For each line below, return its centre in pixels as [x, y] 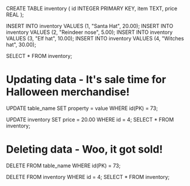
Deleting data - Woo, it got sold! [84, 149]
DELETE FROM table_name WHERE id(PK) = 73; [63, 166]
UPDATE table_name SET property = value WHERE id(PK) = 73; [82, 108]
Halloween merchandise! [68, 92]
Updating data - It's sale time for [86, 80]
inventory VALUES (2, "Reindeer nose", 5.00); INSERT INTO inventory [89, 32]
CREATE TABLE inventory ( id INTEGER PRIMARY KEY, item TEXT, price [92, 8]
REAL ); [15, 15]
